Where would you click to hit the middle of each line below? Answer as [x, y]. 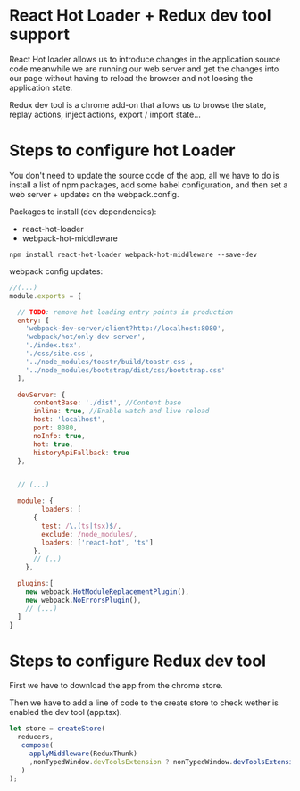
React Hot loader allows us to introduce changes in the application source [145, 59]
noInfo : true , [59, 436]
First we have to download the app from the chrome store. [116, 686]
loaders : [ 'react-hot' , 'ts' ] [97, 542]
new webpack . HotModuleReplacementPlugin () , [108, 592]
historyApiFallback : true [81, 453]
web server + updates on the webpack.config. [94, 194]
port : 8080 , [55, 428]
